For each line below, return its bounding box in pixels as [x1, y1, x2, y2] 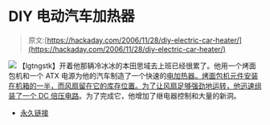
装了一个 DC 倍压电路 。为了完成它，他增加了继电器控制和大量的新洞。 [8, 91, 241, 100]
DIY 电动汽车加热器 [8, 7, 135, 26]
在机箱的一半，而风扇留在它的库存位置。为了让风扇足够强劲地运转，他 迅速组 [8, 81, 262, 91]
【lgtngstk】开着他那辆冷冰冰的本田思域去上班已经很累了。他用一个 [18, 61, 243, 71]
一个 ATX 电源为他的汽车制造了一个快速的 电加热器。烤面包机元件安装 [29, 71, 259, 80]
